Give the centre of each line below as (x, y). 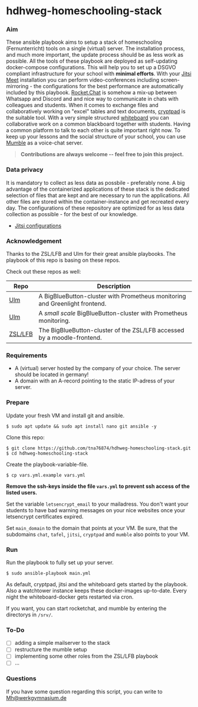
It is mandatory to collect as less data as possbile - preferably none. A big (95, 182)
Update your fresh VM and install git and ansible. (65, 415)
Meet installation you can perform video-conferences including (83, 80)
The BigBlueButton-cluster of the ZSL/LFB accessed (111, 330)
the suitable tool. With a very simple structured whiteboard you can (88, 118)
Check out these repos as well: (44, 272)
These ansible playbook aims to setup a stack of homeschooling (84, 42)
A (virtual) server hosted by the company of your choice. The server (98, 368)
